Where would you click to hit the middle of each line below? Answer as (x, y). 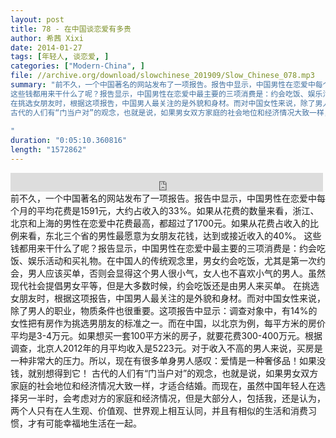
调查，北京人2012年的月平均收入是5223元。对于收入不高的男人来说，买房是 (166, 348)
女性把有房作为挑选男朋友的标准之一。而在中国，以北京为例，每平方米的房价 (168, 323)
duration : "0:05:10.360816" (69, 141)
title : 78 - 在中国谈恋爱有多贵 (71, 29)
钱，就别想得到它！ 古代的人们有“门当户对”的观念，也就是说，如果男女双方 (164, 373)
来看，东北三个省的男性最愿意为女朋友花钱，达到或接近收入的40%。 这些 (170, 235)
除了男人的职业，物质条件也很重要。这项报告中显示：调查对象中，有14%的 (164, 310)
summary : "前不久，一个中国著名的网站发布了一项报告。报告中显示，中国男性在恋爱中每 (166, 85)
